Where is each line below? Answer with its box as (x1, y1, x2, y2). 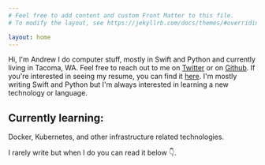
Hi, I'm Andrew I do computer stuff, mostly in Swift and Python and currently (8, 54, 256, 64)
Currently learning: (8, 111, 104, 125)
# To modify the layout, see (8, 19, 104, 27)
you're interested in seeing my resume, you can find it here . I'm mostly (8, 72, 237, 81)
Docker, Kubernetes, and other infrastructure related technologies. (8, 132, 225, 142)
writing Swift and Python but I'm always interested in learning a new (8, 80, 229, 89)
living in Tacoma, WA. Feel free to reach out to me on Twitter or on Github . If (8, 63, 256, 73)
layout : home (8, 33, 51, 41)
